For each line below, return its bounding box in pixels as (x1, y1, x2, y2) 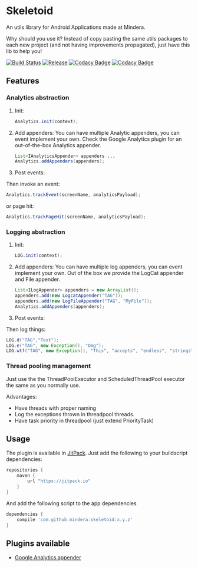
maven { (16, 473, 35, 479)
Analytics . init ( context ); (14, 118, 78, 124)
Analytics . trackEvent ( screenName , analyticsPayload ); (6, 192, 141, 198)
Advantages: (6, 393, 37, 400)
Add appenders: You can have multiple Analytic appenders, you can (14, 129, 180, 136)
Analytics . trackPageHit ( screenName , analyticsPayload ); (6, 214, 146, 220)
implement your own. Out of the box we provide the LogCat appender (14, 270, 184, 277)
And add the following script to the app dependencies (6, 499, 137, 507)
